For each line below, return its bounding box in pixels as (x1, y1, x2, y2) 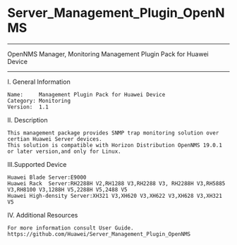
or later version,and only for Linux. (7, 148, 121, 155)
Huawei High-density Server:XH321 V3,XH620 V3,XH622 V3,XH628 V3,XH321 (7, 192, 222, 199)
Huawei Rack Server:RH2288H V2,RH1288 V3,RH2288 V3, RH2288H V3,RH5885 (7, 180, 226, 187)
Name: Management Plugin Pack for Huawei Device (7, 91, 166, 98)
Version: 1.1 (7, 103, 49, 111)
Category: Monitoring (7, 97, 71, 104)
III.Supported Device (7, 160, 67, 168)
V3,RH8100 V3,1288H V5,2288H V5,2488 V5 (7, 186, 128, 193)
